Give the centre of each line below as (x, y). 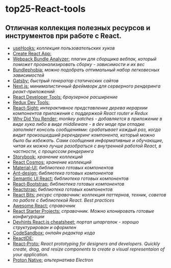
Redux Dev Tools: (31, 102)
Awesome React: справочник (44, 206)
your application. (31, 254)
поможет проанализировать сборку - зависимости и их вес (79, 64)
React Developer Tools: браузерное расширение (65, 97)
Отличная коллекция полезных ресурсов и (78, 28)
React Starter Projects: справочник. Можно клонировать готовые (83, 211)
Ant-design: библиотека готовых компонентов (63, 173)
